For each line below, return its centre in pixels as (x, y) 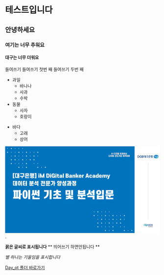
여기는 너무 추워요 (25, 45)
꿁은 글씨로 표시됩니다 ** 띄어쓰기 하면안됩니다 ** (53, 247)
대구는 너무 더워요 (22, 57)
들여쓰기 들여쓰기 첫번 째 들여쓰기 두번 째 (44, 69)
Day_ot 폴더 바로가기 (25, 268)
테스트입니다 (29, 10)
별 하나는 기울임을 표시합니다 (33, 257)
